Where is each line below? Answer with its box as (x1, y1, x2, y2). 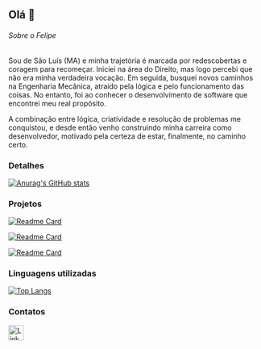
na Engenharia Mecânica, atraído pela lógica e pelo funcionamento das (8, 81, 244, 91)
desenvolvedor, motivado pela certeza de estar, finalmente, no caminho (8, 131, 246, 141)
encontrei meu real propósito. (8, 98, 106, 108)
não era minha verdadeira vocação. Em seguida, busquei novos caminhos (8, 73, 254, 82)
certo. (8, 139, 28, 149)
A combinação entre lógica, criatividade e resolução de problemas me (8, 114, 242, 123)
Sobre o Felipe (8, 30, 56, 40)
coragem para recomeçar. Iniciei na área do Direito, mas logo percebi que (8, 64, 253, 73)
